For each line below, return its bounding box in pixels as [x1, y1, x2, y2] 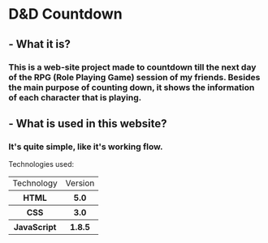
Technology [12, 177, 58, 189]
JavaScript [13, 222, 57, 233]
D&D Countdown [8, 5, 123, 23]
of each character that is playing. [8, 92, 142, 103]
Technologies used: [8, 160, 75, 169]
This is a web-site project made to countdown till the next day [8, 62, 257, 73]
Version [65, 177, 95, 189]
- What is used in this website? [8, 117, 167, 130]
